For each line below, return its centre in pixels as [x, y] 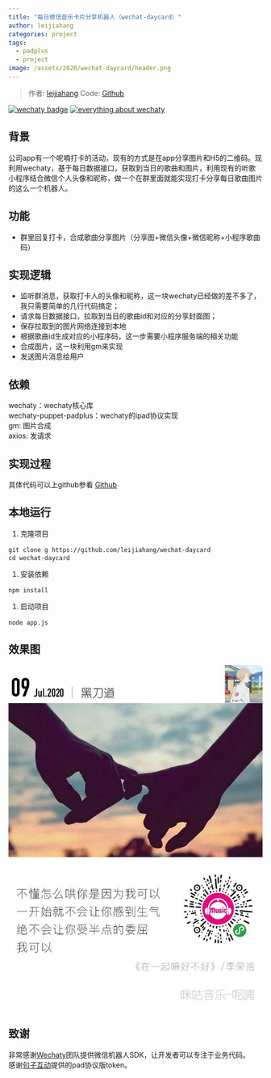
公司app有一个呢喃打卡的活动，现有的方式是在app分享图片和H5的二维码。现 [135, 158]
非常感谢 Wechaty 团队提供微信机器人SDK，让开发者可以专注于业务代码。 [129, 1055]
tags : [17, 43]
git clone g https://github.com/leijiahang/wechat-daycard [110, 550]
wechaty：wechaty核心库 [51, 406]
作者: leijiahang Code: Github [76, 93]
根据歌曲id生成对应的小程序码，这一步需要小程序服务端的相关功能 [129, 336]
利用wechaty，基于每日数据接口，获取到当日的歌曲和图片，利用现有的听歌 [132, 168]
